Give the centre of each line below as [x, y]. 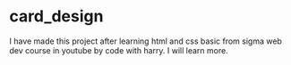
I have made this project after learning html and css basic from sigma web [145, 41]
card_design [56, 16]
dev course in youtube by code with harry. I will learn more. [119, 50]
